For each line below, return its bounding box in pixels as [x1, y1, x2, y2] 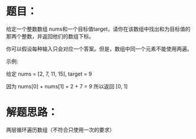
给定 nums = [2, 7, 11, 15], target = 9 [6, 70, 93, 77]
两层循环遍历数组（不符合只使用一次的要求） [6, 126, 115, 133]
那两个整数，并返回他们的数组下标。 [6, 32, 94, 39]
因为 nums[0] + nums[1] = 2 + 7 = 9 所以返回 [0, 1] [6, 82, 128, 90]
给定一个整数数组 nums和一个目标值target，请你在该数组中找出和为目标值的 [6, 25, 191, 32]
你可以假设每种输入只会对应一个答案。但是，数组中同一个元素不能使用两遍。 [6, 45, 192, 52]
